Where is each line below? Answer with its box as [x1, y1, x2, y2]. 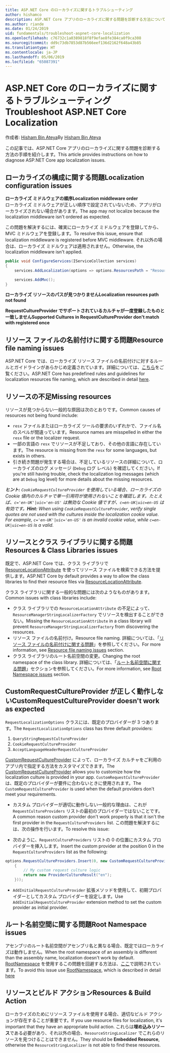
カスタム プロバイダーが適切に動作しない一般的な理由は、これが [12, 802, 147, 808]
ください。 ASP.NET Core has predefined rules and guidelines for [9, 370, 145, 377]
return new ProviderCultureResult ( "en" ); [23, 872, 112, 878]
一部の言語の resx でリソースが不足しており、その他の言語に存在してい [12, 441, 161, 447]
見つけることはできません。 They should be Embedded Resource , [22, 1036, 160, 1042]
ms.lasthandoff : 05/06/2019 [5, 54, 65, 60]
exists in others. [12, 453, 46, 458]
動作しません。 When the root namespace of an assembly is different [14, 949, 157, 955]
